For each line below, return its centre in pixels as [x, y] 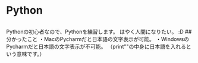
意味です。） [31, 53]
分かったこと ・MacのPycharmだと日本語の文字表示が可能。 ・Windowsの [98, 39]
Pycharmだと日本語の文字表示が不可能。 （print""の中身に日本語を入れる [96, 46]
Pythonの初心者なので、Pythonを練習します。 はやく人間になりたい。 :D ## [99, 31]
